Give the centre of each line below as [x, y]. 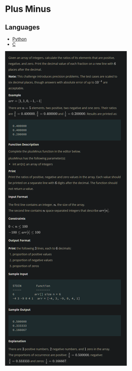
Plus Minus [28, 9]
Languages [22, 27]
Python [19, 39]
